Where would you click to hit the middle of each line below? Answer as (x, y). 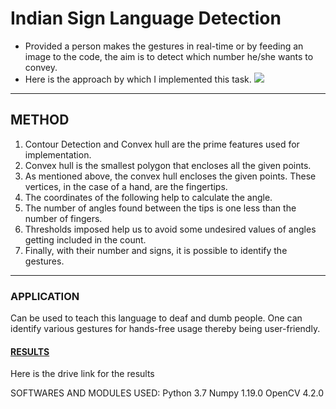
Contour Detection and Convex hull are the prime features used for (162, 144)
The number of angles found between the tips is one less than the (160, 208)
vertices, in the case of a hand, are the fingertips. (126, 186)
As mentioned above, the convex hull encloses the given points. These (170, 176)
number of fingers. (63, 218)
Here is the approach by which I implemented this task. (138, 79)
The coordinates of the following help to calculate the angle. (148, 197)
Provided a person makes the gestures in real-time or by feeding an (164, 46)
